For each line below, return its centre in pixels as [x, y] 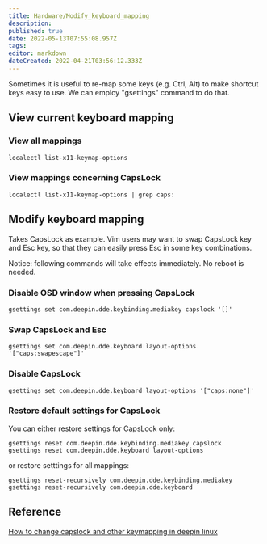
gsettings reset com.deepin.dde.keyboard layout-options [106, 450]
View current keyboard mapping [92, 118]
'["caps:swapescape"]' [46, 354]
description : [30, 23]
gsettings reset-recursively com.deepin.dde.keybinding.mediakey [120, 480]
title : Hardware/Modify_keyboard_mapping [79, 16]
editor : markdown [38, 53]
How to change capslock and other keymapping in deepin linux [113, 531]
